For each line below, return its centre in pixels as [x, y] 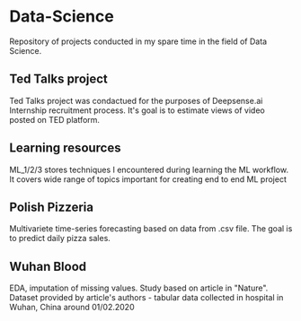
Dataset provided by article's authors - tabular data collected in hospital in [146, 298]
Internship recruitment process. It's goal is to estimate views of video [137, 110]
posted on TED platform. [55, 119]
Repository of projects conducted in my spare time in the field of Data [138, 41]
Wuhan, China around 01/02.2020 [72, 308]
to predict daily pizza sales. [60, 239]
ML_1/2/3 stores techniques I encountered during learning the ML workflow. [149, 169]
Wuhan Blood [48, 266]
